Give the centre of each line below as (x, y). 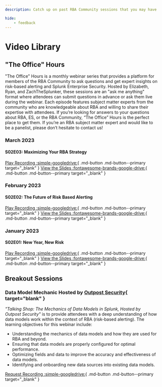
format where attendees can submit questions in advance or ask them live (79, 97)
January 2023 (22, 231)
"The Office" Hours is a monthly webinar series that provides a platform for (80, 76)
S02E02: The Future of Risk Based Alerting (49, 197)
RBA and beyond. (29, 339)
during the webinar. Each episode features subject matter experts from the (79, 102)
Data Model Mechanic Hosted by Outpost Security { (66, 292)
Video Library (33, 47)
